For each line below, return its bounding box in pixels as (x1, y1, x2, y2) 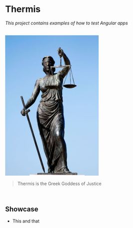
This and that (12, 218, 40, 224)
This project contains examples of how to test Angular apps (5, 20, 128, 26)
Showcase (5, 205, 39, 213)
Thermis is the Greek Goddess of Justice (17, 181, 102, 187)
